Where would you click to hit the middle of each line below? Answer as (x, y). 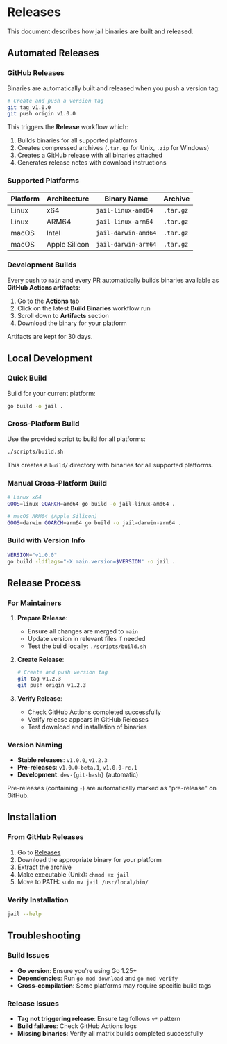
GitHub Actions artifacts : (44, 287)
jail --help (24, 914)
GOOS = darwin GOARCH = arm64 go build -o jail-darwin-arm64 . (94, 523)
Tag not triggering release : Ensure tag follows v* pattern (99, 1018)
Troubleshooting (44, 936)
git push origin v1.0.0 (42, 114)
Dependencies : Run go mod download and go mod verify (98, 978)
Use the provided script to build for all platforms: (76, 439)
